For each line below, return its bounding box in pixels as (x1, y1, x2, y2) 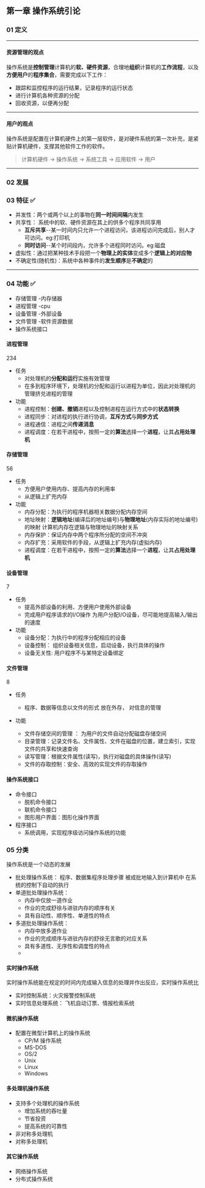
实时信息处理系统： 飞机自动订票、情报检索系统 (15, 1000, 135, 1007)
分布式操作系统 (15, 1175, 53, 1182)
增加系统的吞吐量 (24, 1107, 68, 1115)
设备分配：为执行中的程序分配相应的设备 (24, 634, 126, 641)
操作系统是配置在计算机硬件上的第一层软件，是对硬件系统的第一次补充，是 (6, 135, 193, 143)
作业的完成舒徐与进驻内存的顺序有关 (24, 904, 116, 911)
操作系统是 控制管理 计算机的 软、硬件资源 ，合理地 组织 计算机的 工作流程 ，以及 (6, 63, 199, 70)
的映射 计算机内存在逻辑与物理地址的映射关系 (24, 524, 138, 531)
